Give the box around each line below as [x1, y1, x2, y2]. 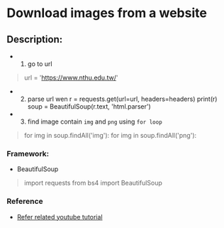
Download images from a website [6, 5, 207, 21]
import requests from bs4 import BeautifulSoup [23, 179, 162, 188]
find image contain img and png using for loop [27, 117, 162, 126]
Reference [6, 197, 43, 207]
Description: [6, 33, 63, 45]
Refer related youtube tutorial [16, 212, 103, 221]
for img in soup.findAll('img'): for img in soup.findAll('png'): [23, 131, 197, 139]
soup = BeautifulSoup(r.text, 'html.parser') [27, 102, 152, 111]
